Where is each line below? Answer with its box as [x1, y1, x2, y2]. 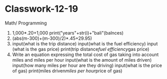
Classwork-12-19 [5, 3, 79, 15]
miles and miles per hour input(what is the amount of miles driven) [12, 57, 152, 63]
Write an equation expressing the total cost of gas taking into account [12, 51, 159, 58]
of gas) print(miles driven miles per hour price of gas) [12, 67, 123, 74]
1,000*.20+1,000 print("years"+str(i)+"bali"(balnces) [12, 30, 124, 36]
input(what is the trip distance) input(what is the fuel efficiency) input [12, 40, 158, 46]
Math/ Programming [5, 20, 47, 26]
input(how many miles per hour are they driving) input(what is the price [12, 62, 162, 68]
